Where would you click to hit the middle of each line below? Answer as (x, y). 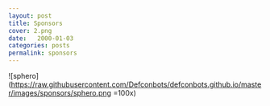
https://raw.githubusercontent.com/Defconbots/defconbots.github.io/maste (136, 84)
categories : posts (39, 46)
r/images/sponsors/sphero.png (60, 93)
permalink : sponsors (43, 53)
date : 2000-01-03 (41, 38)
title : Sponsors (35, 23)
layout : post (30, 16)
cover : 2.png (30, 31)
